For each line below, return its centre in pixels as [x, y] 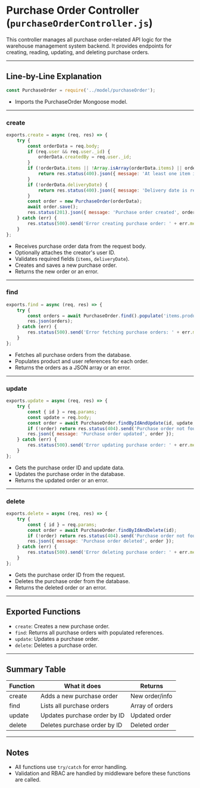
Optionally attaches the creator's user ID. [65, 252]
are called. [28, 780]
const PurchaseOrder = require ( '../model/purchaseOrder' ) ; [81, 90]
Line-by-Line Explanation [54, 77]
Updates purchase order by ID [83, 715]
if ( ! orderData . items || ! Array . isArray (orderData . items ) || [105, 168]
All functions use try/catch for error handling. [71, 767]
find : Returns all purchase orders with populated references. [89, 633]
